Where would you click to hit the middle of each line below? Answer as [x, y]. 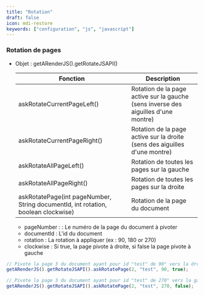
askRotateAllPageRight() [53, 183]
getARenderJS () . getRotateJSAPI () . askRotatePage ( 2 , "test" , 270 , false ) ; [100, 286]
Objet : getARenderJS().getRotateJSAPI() [66, 63]
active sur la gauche [160, 96]
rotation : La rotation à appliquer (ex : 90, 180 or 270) [90, 240]
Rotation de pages [34, 50]
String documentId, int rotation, [63, 204]
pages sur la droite [158, 187]
